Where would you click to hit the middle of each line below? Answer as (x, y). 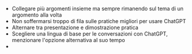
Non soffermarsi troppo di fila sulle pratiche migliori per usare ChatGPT (99, 21)
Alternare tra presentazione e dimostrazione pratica (75, 27)
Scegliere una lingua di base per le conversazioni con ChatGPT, (90, 34)
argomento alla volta (37, 15)
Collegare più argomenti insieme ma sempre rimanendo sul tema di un (97, 9)
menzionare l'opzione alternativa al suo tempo (68, 40)
